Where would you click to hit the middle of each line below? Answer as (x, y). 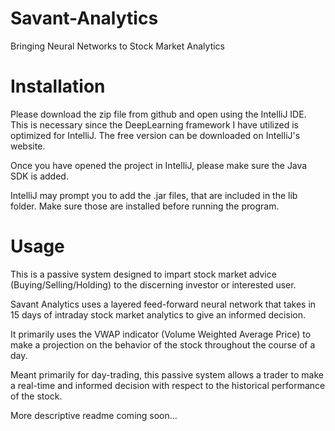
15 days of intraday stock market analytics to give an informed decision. (158, 314)
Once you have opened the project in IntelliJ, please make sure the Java (159, 165)
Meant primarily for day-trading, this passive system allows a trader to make (167, 374)
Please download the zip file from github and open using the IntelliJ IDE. (158, 114)
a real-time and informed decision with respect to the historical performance (168, 385)
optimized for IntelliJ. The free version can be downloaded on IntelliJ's (155, 135)
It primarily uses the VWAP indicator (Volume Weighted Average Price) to (161, 334)
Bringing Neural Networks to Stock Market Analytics (117, 46)
